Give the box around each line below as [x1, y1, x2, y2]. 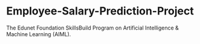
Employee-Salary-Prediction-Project [6, 4, 195, 18]
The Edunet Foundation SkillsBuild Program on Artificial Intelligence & [6, 24, 179, 31]
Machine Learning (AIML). [6, 30, 71, 37]
